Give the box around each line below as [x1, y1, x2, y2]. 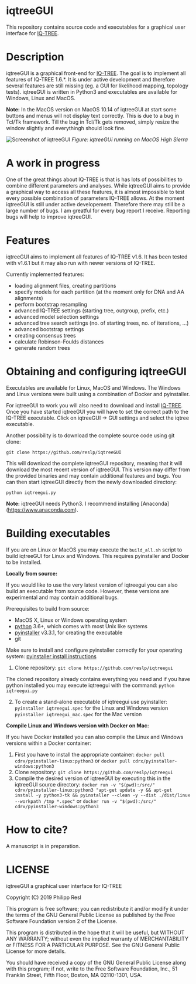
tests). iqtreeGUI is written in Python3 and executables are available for [6, 88, 178, 95]
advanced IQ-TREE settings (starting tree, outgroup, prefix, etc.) [14, 307, 169, 314]
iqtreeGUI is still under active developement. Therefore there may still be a [6, 200, 185, 207]
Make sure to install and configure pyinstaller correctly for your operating [6, 646, 183, 653]
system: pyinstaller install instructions [6, 652, 97, 660]
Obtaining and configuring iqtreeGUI [6, 365, 187, 378]
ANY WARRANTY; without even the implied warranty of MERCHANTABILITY [6, 935, 189, 942]
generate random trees [14, 344, 70, 351]
